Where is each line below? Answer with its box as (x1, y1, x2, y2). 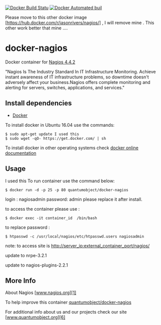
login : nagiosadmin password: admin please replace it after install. (5, 196, 142, 202)
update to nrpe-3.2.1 (5, 252, 47, 258)
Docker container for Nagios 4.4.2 (5, 59, 75, 65)
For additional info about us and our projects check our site (5, 309, 127, 315)
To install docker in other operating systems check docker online (5, 145, 139, 151)
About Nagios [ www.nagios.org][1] (5, 290, 76, 296)
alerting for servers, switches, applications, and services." (5, 84, 125, 90)
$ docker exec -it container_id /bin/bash (5, 215, 97, 221)
